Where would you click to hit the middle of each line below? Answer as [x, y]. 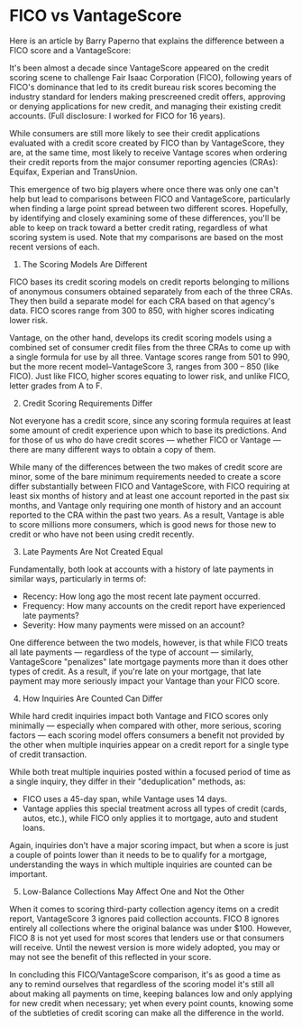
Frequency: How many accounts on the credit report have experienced [154, 605]
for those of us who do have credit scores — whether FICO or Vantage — [145, 440]
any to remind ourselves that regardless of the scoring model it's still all [142, 984]
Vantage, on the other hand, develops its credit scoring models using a [141, 337]
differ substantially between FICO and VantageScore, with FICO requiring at [150, 486]
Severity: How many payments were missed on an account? [133, 625]
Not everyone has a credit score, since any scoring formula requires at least [150, 420]
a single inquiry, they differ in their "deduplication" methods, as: [128, 781]
